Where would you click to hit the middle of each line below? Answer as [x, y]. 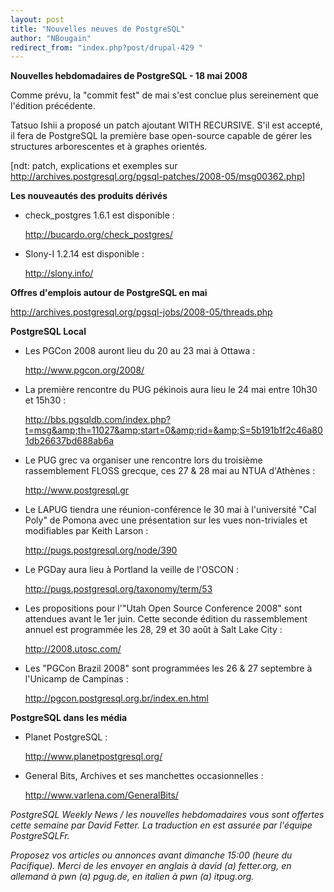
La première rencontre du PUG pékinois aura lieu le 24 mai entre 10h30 [171, 390]
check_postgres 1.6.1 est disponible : [99, 215]
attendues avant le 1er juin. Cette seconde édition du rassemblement [166, 619]
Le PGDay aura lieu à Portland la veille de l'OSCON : [131, 570]
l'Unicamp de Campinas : [76, 679]
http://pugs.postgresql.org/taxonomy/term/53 [118, 589]
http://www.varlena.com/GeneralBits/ [101, 795]
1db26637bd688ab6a [69, 441]
